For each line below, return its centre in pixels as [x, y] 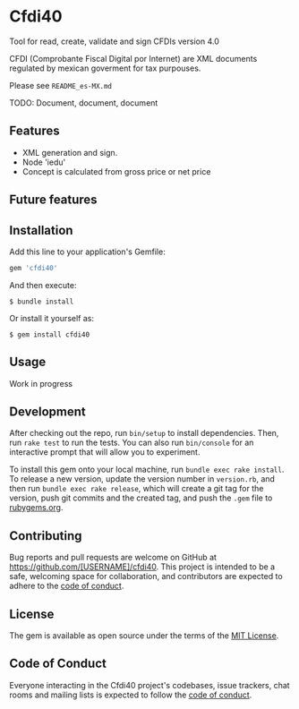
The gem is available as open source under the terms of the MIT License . [144, 636]
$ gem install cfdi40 [50, 334]
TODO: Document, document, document [84, 103]
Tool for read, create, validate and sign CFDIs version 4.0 [114, 41]
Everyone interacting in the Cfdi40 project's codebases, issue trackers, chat [149, 685]
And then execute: [43, 285]
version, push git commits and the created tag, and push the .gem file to [141, 498]
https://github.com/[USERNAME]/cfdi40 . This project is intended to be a [142, 567]
